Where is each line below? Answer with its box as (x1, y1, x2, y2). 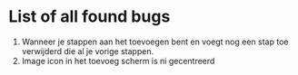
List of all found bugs (8, 6, 171, 27)
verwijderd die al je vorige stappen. (21, 45, 154, 56)
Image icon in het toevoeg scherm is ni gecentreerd (21, 55, 215, 66)
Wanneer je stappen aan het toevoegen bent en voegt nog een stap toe (21, 36, 289, 47)
